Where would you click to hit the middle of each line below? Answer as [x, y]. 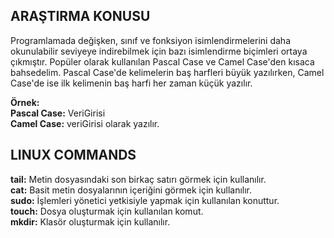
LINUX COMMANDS [73, 155]
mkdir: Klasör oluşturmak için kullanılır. [90, 221]
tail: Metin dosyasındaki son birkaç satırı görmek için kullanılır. [138, 179]
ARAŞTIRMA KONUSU [80, 16]
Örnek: [25, 102]
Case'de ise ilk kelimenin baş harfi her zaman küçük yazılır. [131, 83]
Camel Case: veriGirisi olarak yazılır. [85, 123]
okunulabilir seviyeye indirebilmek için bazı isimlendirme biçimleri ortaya [159, 51]
